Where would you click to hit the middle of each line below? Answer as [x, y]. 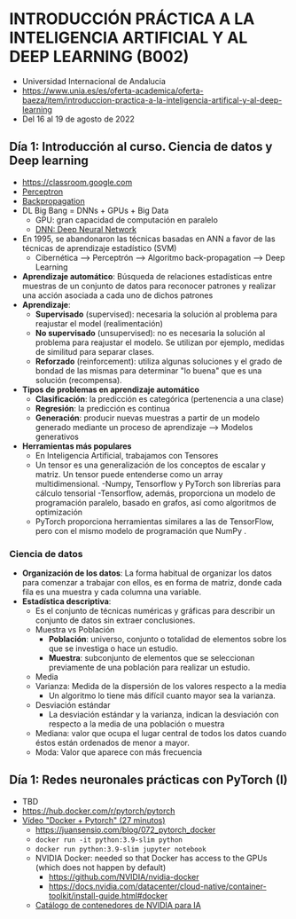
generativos [57, 436]
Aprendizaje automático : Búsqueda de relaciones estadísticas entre [147, 276]
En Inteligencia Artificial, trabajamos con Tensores [127, 455]
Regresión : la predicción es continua [102, 408]
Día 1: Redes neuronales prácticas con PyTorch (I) [148, 780]
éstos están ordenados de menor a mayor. [113, 743]
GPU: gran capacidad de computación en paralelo [127, 220]
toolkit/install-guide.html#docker [108, 895]
